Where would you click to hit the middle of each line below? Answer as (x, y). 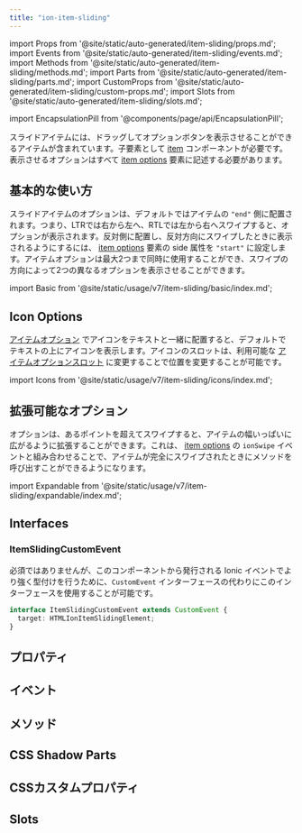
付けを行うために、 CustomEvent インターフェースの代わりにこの (158, 581)
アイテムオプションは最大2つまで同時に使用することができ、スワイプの (156, 259)
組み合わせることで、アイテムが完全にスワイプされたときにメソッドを (163, 457)
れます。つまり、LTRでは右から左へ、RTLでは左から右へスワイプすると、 (146, 225)
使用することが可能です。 (111, 592)
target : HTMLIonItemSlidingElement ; (86, 618)
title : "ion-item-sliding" (60, 18)
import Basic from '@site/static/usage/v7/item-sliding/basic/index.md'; (141, 288)
